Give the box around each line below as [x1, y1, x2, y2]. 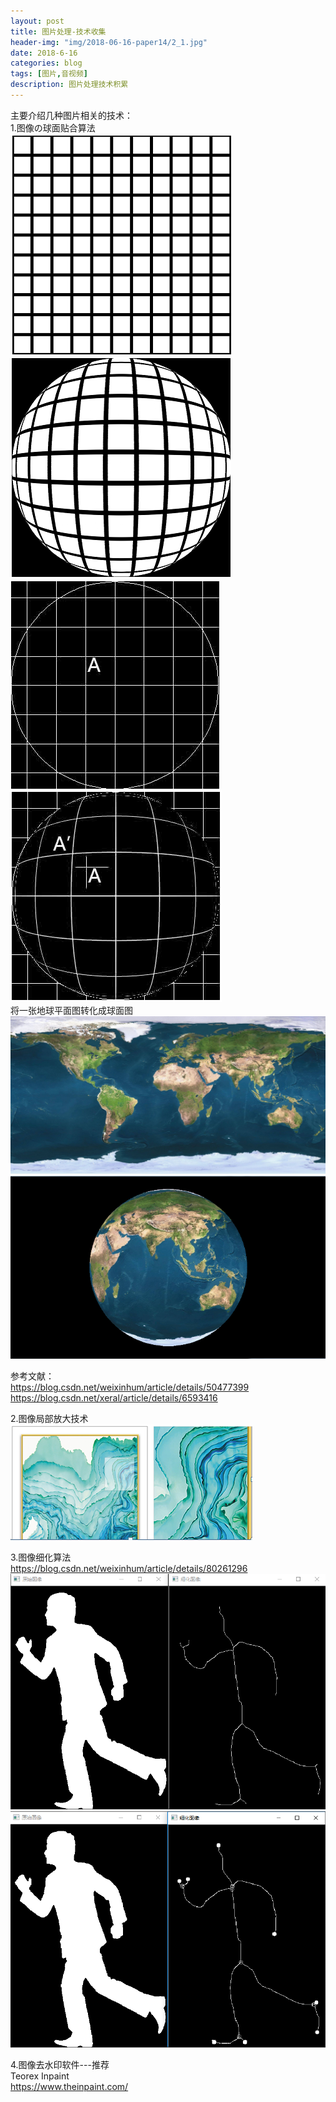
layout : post [10, 16, 65, 26]
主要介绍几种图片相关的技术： [10, 109, 133, 121]
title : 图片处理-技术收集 [10, 26, 107, 37]
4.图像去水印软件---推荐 [10, 2059, 110, 2071]
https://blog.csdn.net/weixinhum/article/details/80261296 [10, 1563, 248, 1575]
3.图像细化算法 [10, 1551, 72, 1564]
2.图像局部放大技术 [10, 1413, 89, 1425]
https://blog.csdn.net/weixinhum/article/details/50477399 [10, 1381, 250, 1394]
